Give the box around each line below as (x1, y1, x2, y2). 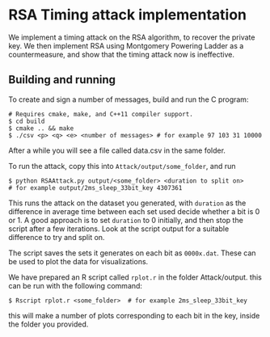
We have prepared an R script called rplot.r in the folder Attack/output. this (8, 272, 263, 282)
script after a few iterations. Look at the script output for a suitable (8, 224, 230, 234)
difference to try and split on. (8, 232, 105, 242)
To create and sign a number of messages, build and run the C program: (8, 95, 249, 104)
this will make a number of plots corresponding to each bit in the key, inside (8, 310, 260, 320)
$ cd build (8, 117, 45, 125)
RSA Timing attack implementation (8, 6, 247, 24)
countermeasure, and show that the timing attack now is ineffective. (8, 49, 235, 59)
